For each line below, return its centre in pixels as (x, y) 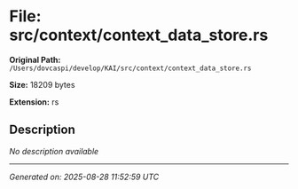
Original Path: (35, 59)
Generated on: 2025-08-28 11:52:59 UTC (84, 177)
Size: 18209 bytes (42, 84)
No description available (54, 151)
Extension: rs (34, 102)
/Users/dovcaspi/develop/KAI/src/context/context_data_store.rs (130, 68)
